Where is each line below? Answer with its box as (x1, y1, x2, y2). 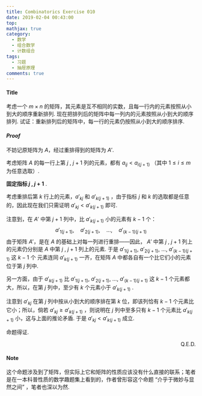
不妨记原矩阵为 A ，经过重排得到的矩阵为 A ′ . (6, 146, 114, 153)
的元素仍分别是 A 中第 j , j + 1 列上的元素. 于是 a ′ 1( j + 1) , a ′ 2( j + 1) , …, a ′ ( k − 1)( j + (6, 245, 193, 254)
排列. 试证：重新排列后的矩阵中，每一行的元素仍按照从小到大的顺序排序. (6, 118, 185, 125)
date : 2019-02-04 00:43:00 (6, 14, 74, 20)
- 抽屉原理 (11, 64, 35, 71)
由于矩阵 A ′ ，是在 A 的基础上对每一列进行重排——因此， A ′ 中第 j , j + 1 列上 (6, 238, 193, 245)
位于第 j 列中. (6, 263, 39, 270)
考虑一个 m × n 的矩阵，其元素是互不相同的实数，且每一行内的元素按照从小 (6, 103, 192, 110)
